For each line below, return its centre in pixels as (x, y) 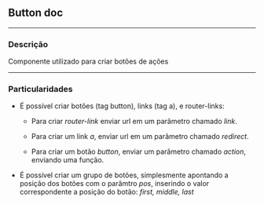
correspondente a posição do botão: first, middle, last (106, 192)
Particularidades (40, 89)
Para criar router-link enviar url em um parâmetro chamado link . (134, 122)
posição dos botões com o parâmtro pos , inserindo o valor (114, 184)
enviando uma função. (68, 160)
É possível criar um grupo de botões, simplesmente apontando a (124, 175)
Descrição (28, 44)
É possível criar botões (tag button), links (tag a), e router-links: (122, 106)
